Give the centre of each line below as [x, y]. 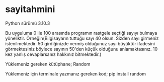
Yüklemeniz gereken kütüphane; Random [48, 64]
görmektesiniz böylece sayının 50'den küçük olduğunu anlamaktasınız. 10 [81, 49]
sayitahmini [30, 9]
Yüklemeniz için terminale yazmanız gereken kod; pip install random [76, 73]
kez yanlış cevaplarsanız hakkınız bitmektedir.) [53, 54]
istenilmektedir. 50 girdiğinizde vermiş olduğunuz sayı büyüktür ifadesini [80, 43]
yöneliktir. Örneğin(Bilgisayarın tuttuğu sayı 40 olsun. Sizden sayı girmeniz [82, 38]
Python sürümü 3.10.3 [28, 23]
